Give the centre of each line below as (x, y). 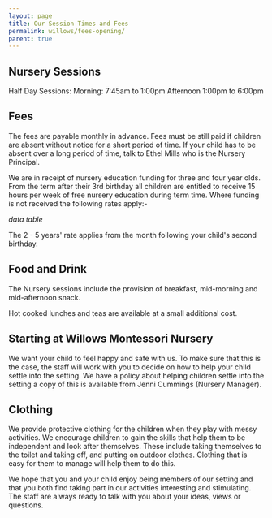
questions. (26, 505)
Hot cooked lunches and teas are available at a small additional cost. (123, 313)
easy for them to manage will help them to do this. (92, 464)
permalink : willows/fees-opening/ (67, 31)
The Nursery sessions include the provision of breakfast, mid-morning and (133, 288)
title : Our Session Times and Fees (69, 24)
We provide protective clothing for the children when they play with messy (133, 429)
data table (26, 219)
